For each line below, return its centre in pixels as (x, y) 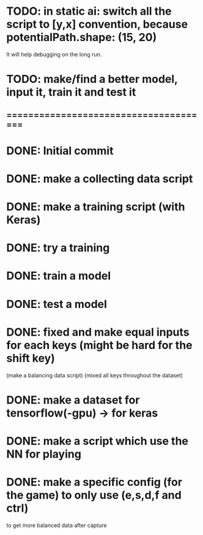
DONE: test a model (57, 304)
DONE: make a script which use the (97, 441)
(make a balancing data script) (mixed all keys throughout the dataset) (95, 375)
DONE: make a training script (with (96, 207)
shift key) (31, 358)
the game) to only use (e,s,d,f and (94, 495)
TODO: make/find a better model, (92, 79)
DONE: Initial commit (60, 151)
